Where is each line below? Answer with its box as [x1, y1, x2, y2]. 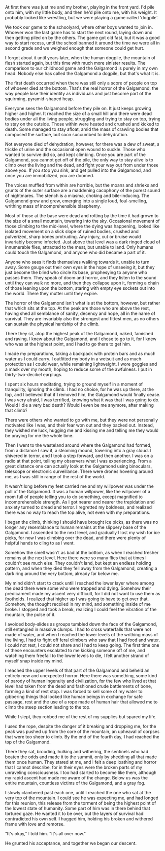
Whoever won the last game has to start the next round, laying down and [5, 30, 153, 35]
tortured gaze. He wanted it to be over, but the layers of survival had [5, 811, 144, 816]
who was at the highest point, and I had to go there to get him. [5, 341, 132, 347]
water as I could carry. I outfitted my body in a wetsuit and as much [5, 356, 142, 362]
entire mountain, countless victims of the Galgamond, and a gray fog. [5, 780, 146, 786]
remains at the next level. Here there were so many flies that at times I [5, 555, 147, 561]
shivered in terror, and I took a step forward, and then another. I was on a [5, 453, 153, 459]
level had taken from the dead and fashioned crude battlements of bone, [5, 683, 153, 689]
